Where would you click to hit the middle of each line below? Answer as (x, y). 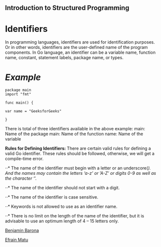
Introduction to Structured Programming (67, 8)
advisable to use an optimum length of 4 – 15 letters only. (62, 221)
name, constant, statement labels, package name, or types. (64, 58)
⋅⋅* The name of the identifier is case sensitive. (52, 197)
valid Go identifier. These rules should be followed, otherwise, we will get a (80, 154)
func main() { (19, 103)
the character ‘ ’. (21, 178)
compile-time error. (24, 159)
